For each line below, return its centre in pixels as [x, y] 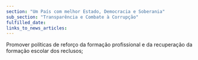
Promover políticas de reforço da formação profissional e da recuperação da [99, 45]
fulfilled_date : [26, 22]
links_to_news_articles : [37, 28]
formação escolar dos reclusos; [45, 51]
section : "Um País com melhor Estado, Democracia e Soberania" [86, 11]
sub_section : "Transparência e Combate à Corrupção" [72, 17]
